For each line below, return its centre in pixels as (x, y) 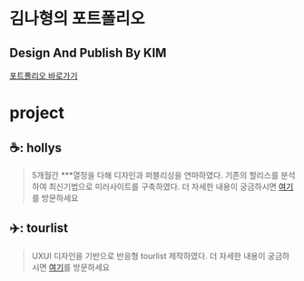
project (37, 113)
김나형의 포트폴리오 (77, 19)
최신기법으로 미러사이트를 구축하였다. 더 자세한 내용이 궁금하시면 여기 (171, 186)
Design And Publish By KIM (88, 52)
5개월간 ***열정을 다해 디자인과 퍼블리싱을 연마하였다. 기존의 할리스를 (155, 175)
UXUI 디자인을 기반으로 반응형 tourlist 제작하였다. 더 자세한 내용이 (148, 256)
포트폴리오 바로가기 (44, 75)
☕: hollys (35, 148)
